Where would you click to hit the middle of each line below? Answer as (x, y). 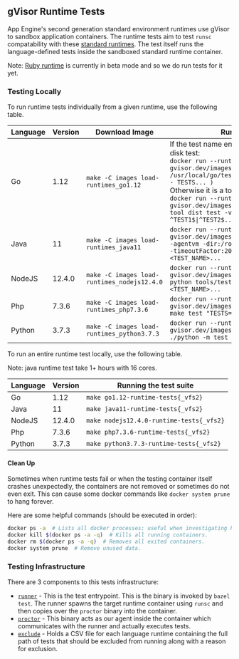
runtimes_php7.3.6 (117, 310)
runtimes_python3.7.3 (123, 334)
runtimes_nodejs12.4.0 (125, 282)
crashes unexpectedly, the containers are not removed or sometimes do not (118, 487)
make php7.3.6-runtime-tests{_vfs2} (148, 432)
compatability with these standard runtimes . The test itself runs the (106, 44)
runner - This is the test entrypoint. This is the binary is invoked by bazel (124, 596)
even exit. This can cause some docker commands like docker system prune (119, 494)
